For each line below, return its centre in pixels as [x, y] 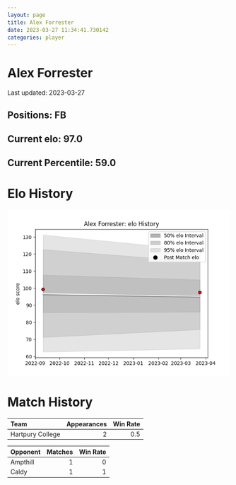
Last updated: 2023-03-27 [46, 93]
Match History [50, 402]
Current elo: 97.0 [45, 139]
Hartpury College [35, 434]
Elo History [40, 193]
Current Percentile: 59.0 [62, 163]
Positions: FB [37, 115]
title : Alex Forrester [41, 22]
